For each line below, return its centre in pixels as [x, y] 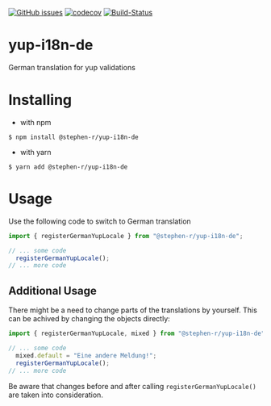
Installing [40, 100]
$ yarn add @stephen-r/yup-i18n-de [68, 167]
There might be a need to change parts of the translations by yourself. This [133, 310]
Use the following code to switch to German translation [100, 221]
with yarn [35, 152]
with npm [35, 122]
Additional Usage [52, 291]
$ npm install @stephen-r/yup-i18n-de [73, 137]
